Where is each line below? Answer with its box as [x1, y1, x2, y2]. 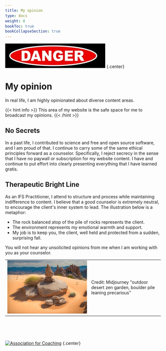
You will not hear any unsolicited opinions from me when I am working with [5, 244, 158, 250]
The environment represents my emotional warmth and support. [12, 224, 143, 230]
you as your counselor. [5, 249, 52, 255]
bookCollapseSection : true [5, 29, 61, 34]
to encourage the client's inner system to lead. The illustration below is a [5, 204, 153, 210]
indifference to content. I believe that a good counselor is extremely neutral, [5, 199, 160, 205]
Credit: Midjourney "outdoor [91, 279, 148, 285]
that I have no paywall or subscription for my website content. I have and [5, 155, 153, 161]
